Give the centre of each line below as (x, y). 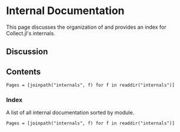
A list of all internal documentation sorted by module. (70, 113)
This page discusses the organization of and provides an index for (86, 27)
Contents (24, 72)
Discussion (27, 52)
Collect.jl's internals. (31, 33)
